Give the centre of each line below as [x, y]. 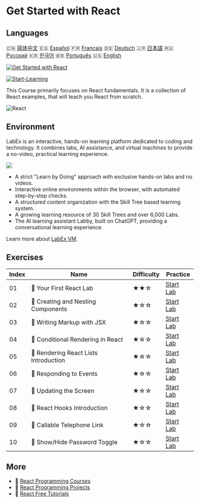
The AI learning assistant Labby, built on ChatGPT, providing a [91, 221]
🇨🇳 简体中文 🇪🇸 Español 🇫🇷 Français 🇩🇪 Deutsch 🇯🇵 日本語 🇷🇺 [90, 48]
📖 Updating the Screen [63, 390]
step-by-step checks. [41, 195]
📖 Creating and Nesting [64, 301]
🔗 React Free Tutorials [42, 494]
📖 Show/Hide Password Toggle [74, 442]
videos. [24, 183]
